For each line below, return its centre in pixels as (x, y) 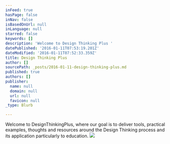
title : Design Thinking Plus (36, 58)
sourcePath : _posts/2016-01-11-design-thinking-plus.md (66, 67)
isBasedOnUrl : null (26, 24)
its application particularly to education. (47, 136)
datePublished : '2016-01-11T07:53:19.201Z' (52, 48)
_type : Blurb (19, 106)
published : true (22, 72)
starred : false (21, 34)
